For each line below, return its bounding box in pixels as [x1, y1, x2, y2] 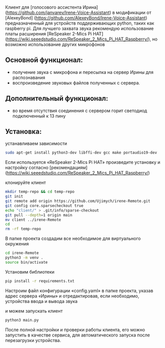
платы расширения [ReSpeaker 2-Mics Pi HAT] [5, 31, 104, 36]
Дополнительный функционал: [5, 94, 109, 103]
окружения [5, 241, 29, 247]
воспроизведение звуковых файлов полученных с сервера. [12, 79, 141, 85]
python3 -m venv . [5, 255, 43, 260]
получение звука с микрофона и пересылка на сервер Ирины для [12, 69, 154, 75]
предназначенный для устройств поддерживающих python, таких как [5, 20, 155, 26]
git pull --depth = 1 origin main [5, 212, 72, 217]
